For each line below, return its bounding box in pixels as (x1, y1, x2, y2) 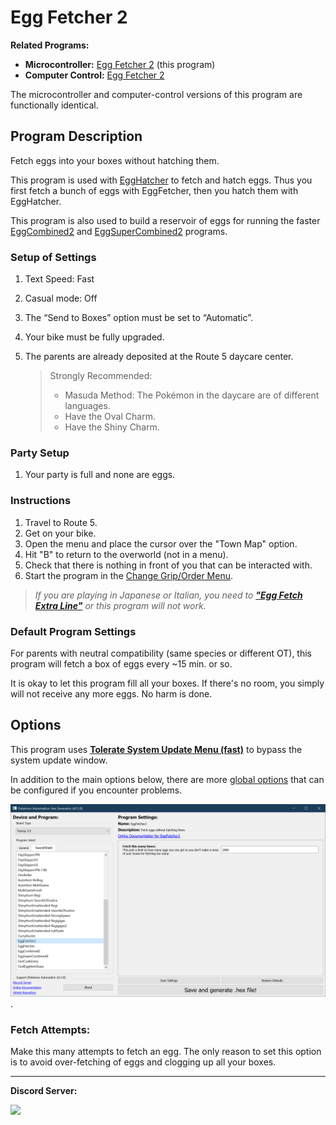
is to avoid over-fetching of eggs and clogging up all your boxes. (10, 1056, 277, 1068)
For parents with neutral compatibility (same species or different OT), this (10, 647, 313, 659)
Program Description (10, 128, 143, 145)
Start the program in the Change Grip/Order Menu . (24, 569, 234, 581)
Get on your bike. (24, 527, 97, 539)
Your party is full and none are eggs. (24, 469, 176, 481)
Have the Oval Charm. (64, 411, 156, 423)
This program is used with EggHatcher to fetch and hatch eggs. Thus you (10, 174, 313, 186)
